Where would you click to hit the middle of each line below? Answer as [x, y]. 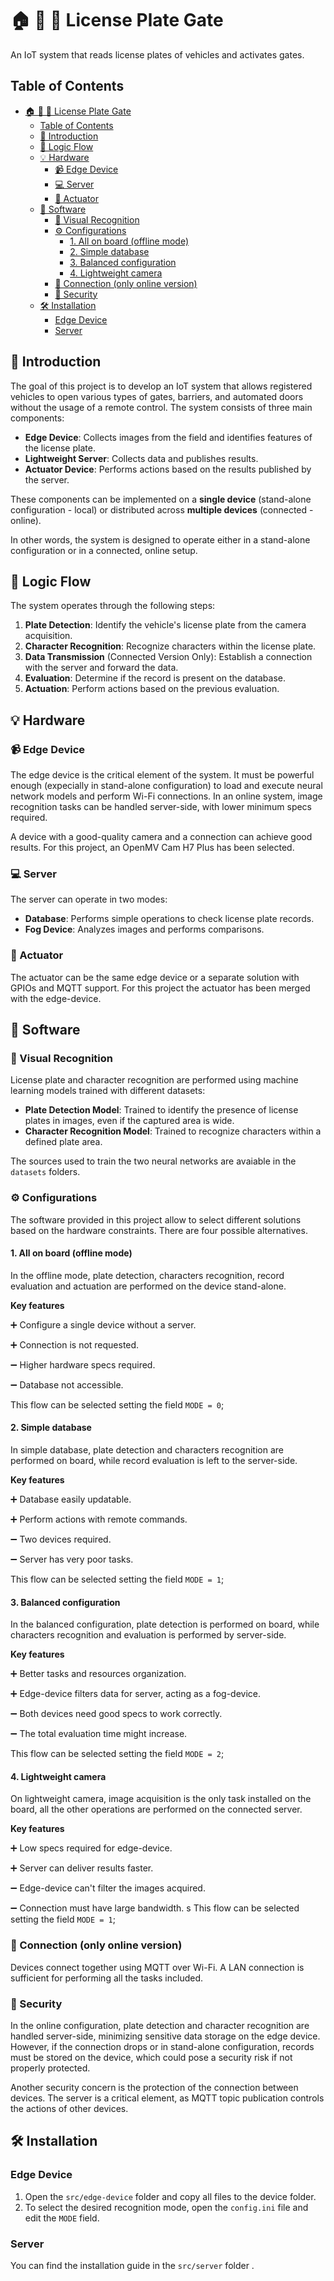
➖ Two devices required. [61, 1539]
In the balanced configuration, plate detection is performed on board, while [165, 1624]
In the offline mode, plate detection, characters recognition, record [147, 1275]
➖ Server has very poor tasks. [72, 1559]
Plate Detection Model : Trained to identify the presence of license [161, 1110]
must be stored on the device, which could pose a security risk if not [151, 2058]
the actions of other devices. [69, 2109]
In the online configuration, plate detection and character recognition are [160, 2026]
